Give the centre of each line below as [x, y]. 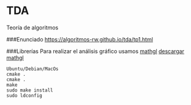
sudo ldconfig [24, 95]
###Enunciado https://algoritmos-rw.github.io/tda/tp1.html [80, 39]
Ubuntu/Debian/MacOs [33, 69]
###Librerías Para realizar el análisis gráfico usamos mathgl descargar [95, 51]
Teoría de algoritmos [32, 27]
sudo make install [30, 90]
